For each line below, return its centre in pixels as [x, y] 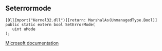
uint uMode [24, 29]
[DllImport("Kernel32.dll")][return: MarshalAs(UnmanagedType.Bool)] [82, 20]
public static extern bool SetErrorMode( [50, 24]
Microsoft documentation [32, 43]
